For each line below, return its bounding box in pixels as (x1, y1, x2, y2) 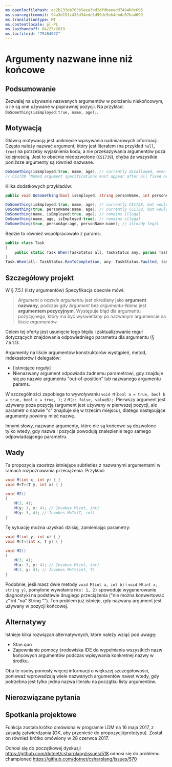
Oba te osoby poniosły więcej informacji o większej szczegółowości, (5, 667, 150, 673)
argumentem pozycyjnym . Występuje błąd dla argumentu (17, 308, 141, 314)
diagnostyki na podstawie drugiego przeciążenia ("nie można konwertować (5, 592, 165, 598)
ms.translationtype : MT (5, 17, 56, 22)
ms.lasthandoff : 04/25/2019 (5, 27, 66, 32)
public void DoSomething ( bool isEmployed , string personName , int (5, 193, 150, 198)
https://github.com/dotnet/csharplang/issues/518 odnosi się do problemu (5, 750, 160, 756)
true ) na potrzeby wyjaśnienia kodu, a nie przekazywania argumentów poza (5, 148, 166, 154)
